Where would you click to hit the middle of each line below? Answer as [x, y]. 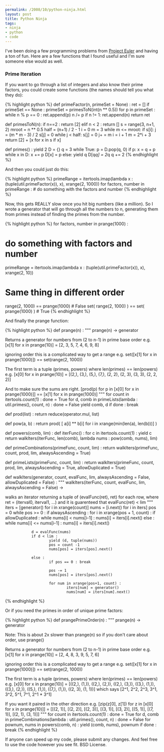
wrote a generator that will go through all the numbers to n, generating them [82, 209]
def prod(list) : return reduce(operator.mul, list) [52, 414]
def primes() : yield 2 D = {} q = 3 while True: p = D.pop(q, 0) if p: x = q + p [80, 149]
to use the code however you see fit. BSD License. [56, 745]
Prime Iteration [23, 74]
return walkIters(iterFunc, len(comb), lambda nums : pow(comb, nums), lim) [81, 438]
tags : [11, 23]
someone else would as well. [34, 61]
